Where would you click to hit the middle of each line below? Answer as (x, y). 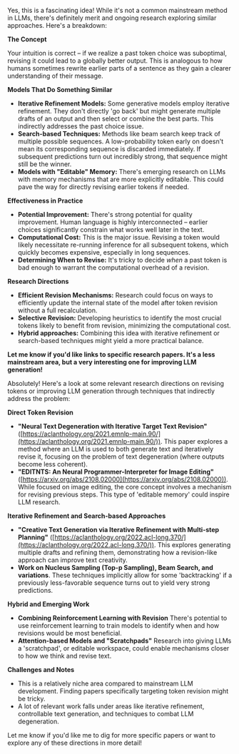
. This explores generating (192, 545)
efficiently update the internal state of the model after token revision (118, 303)
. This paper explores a (194, 441)
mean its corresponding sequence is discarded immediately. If (109, 149)
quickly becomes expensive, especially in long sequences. (104, 252)
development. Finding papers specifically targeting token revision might (123, 691)
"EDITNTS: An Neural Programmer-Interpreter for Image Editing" (116, 472)
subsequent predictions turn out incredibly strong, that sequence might (122, 157)
